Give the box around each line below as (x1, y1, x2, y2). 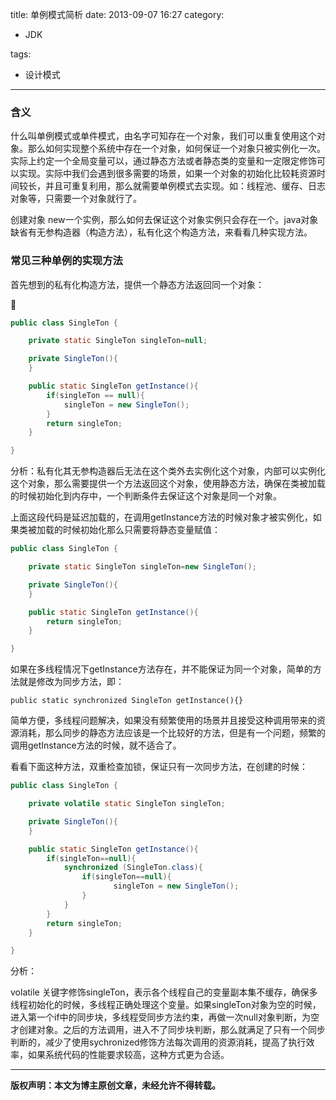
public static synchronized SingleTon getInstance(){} (10, 696, 244, 706)
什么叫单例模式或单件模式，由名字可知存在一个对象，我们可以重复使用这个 (10, 130, 317, 142)
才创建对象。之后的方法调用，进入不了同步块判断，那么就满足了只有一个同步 (10, 1024, 326, 1036)
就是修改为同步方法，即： (18, 676, 125, 688)
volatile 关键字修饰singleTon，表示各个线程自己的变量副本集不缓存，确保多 (10, 986, 318, 998)
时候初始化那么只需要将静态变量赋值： (62, 524, 221, 536)
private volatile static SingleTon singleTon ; (28, 799, 226, 809)
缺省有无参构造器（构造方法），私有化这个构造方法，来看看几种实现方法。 (10, 226, 313, 238)
